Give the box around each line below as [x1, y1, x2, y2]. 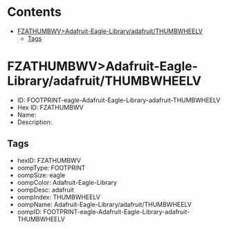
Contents [7, 4, 62, 20]
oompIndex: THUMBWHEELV [17, 192, 100, 201]
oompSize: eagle [17, 170, 66, 179]
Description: [17, 118, 53, 126]
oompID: [17, 208, 42, 216]
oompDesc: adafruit [17, 186, 75, 194]
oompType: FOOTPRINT [17, 163, 86, 172]
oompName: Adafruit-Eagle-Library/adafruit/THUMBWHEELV [17, 200, 192, 208]
